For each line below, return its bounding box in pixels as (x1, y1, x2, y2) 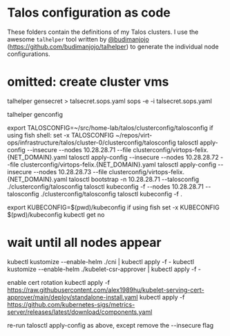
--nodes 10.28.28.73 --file (33, 167, 108, 176)
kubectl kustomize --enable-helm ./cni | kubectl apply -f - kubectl (7, 257, 195, 265)
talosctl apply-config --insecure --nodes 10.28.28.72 (68, 153, 219, 161)
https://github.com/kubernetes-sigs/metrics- (7, 300, 135, 308)
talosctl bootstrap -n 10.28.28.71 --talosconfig (68, 175, 200, 183)
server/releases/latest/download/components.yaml (7, 308, 153, 316)
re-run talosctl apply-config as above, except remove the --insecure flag (7, 321, 214, 329)
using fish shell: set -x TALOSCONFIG (7, 131, 115, 139)
